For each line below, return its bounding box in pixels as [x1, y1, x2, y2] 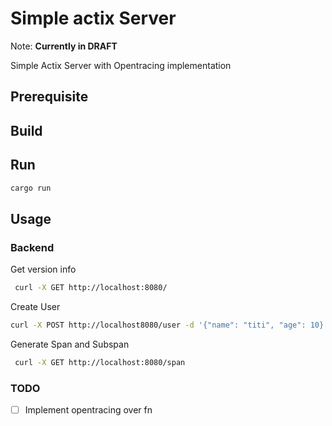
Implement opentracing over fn [24, 404, 153, 416]
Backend [10, 240, 55, 254]
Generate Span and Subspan [10, 338, 130, 350]
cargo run [10, 183, 52, 193]
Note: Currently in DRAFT [10, 40, 118, 52]
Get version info [10, 263, 77, 276]
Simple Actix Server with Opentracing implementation [10, 59, 232, 71]
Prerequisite [10, 88, 89, 106]
